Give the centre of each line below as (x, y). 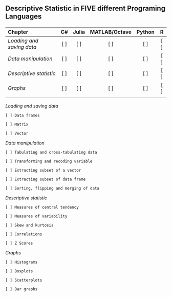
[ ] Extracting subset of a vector (43, 171)
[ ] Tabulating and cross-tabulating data (51, 153)
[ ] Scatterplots (24, 280)
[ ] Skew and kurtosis (29, 226)
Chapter (18, 32)
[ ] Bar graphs (21, 289)
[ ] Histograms (21, 262)
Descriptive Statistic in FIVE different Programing (85, 8)
